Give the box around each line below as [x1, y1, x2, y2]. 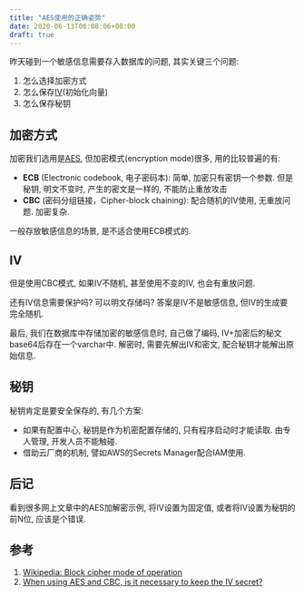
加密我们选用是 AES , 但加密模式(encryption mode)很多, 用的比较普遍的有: [9, 153, 281, 164]
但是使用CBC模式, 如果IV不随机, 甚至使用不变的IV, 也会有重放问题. [9, 278, 256, 288]
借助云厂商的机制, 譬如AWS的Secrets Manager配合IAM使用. [22, 446, 247, 458]
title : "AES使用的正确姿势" [9, 13, 106, 23]
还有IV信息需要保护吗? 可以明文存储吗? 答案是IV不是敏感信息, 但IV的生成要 [9, 297, 289, 308]
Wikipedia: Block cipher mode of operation [22, 567, 183, 578]
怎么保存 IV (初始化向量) [22, 87, 109, 98]
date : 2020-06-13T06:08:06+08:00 [9, 22, 136, 31]
